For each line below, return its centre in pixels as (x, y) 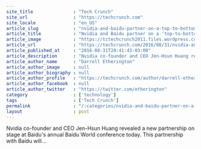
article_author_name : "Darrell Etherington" (71, 61)
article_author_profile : (41, 78)
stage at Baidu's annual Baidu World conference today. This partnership (95, 135)
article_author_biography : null (48, 73)
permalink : (41, 106)
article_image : (41, 39)
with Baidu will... (26, 141)
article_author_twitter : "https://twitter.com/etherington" (87, 89)
